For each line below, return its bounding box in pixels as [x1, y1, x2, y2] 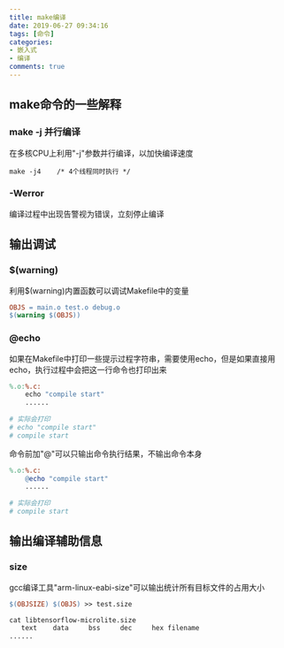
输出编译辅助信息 [9, 534, 103, 549]
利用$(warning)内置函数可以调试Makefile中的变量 [9, 285, 189, 296]
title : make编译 [9, 12, 66, 22]
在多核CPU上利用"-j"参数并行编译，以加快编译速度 [9, 148, 194, 158]
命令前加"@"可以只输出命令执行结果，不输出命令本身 [9, 448, 203, 459]
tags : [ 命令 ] [9, 29, 55, 38]
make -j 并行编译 [9, 126, 81, 138]
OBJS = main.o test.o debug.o [9, 302, 121, 312]
